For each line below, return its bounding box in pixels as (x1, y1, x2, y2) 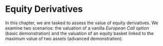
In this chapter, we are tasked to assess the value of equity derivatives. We (5, 20, 159, 26)
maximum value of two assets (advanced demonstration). (5, 36, 123, 42)
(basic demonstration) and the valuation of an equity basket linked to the (5, 30, 154, 36)
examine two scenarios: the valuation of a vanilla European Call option (5, 25, 149, 31)
